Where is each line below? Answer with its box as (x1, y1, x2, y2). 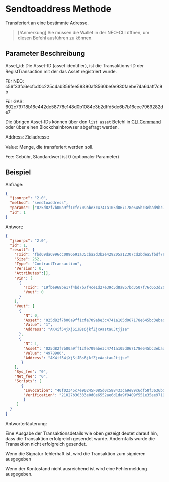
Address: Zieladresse (5, 134, 49, 140)
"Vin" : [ (14, 276, 33, 281)
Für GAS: (5, 98, 24, 104)
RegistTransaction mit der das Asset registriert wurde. (5, 68, 117, 74)
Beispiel (5, 168, 31, 177)
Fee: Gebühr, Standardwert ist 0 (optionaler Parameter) (5, 153, 119, 159)
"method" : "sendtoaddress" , (10, 200, 69, 205)
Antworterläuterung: (5, 420, 47, 426)
